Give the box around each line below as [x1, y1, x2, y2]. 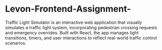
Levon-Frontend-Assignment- [5, 3, 131, 15]
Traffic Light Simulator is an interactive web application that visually [5, 19, 142, 25]
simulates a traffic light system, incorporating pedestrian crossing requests [5, 24, 158, 30]
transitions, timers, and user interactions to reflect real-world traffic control [5, 35, 157, 41]
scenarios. [5, 40, 27, 46]
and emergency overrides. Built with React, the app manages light [5, 30, 139, 35]
